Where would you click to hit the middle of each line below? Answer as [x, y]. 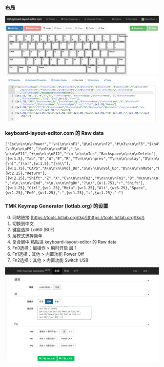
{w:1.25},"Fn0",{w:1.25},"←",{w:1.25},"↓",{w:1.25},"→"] [64, 193]
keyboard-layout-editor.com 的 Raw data [54, 133]
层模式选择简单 [27, 236]
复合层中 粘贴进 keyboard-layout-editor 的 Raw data [64, 242]
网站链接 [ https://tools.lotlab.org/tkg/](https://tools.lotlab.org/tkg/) [78, 218]
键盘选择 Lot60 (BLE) [33, 230]
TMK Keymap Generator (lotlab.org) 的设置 [57, 206]
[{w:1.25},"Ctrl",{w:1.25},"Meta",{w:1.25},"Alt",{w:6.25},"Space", [76, 188]
